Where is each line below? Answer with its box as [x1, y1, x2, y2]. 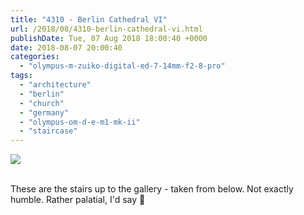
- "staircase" [19, 126, 78, 136]
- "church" [19, 98, 65, 108]
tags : [10, 71, 33, 81]
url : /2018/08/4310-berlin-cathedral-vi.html [10, 24, 203, 34]
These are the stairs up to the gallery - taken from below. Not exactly [10, 183, 294, 195]
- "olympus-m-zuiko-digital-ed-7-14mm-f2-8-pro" [19, 61, 226, 71]
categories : [10, 52, 60, 62]
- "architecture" [19, 80, 92, 90]
